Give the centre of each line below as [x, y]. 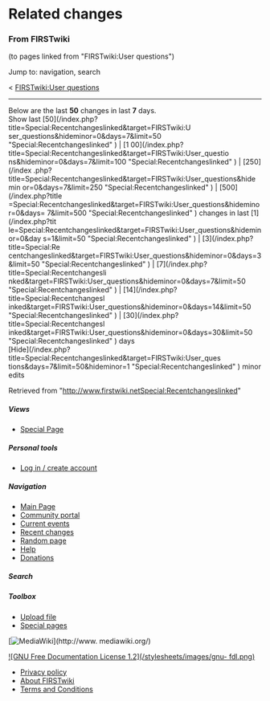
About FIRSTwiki [47, 680]
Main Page [38, 507]
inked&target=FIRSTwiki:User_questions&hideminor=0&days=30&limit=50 [131, 332]
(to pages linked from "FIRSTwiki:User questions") [92, 56]
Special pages [43, 625]
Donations [37, 558]
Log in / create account [59, 468]
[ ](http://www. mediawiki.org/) [80, 641]
